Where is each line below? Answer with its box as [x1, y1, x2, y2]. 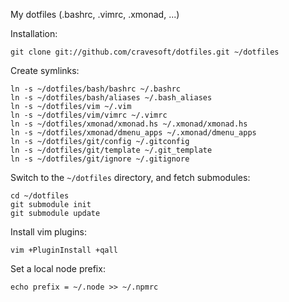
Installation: [10, 28, 58, 39]
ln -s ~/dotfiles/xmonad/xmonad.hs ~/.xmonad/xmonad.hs [10, 119, 248, 129]
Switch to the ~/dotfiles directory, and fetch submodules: [10, 172, 251, 183]
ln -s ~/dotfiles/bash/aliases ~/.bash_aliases [10, 93, 213, 103]
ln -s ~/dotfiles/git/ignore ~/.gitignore [10, 154, 190, 164]
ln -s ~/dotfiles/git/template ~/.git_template [10, 145, 213, 155]
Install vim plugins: [10, 226, 88, 238]
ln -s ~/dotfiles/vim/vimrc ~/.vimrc [10, 110, 168, 120]
